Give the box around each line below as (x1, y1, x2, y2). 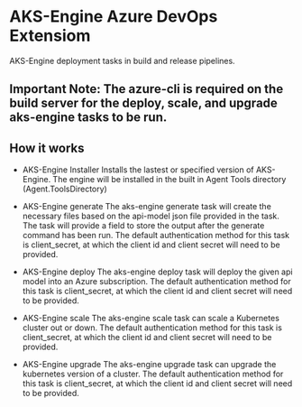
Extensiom (9, 25, 91, 46)
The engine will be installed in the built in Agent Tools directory (52, 174, 287, 185)
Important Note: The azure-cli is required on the (9, 81, 284, 97)
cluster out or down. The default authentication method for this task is (22, 322, 282, 333)
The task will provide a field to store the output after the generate (22, 220, 265, 231)
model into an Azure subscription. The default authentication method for (22, 276, 291, 287)
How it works (9, 140, 85, 155)
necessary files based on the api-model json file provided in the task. (22, 210, 279, 222)
